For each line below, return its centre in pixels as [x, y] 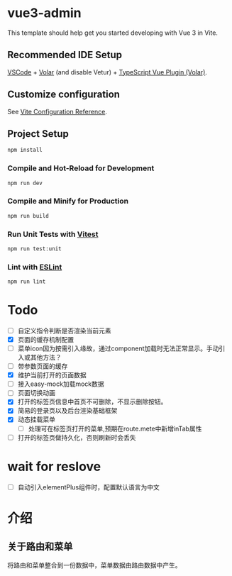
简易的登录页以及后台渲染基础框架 [67, 411]
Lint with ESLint [35, 267]
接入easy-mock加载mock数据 [61, 384]
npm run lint [27, 282]
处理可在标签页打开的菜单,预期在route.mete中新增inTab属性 [115, 428]
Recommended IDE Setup [65, 55]
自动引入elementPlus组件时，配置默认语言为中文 [88, 487]
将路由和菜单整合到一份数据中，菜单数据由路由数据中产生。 [94, 565]
